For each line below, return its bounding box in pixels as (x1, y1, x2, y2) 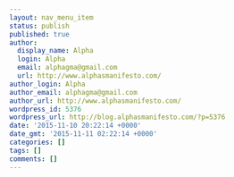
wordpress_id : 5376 (9, 105, 82, 114)
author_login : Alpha (9, 80, 87, 88)
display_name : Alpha (17, 46, 94, 55)
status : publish (9, 21, 70, 30)
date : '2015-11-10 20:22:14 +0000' (9, 122, 142, 131)
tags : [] (9, 146, 42, 155)
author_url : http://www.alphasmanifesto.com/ (9, 96, 181, 105)
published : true (9, 29, 70, 38)
